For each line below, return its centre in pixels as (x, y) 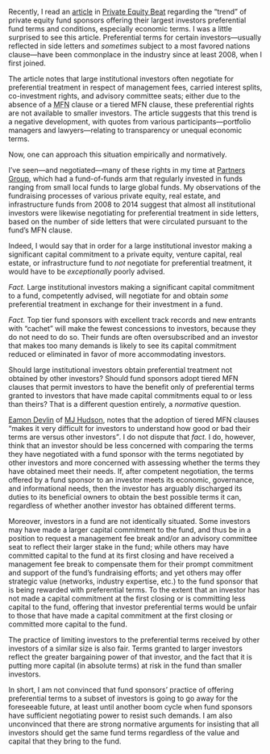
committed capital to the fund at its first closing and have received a (121, 555)
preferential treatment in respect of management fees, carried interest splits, (135, 87)
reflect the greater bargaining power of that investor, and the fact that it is (130, 657)
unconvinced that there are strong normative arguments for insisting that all (134, 724)
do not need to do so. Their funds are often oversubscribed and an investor (133, 337)
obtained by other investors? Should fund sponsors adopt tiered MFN (124, 378)
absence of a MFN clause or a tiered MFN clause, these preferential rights (131, 105)
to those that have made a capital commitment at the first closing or (120, 616)
